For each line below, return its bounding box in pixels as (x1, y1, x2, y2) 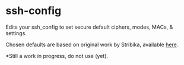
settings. (5, 29, 27, 36)
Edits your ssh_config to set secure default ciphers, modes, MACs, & (5, 23, 173, 30)
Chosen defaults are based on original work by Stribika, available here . (5, 41, 179, 48)
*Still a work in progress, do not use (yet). (5, 52, 108, 59)
